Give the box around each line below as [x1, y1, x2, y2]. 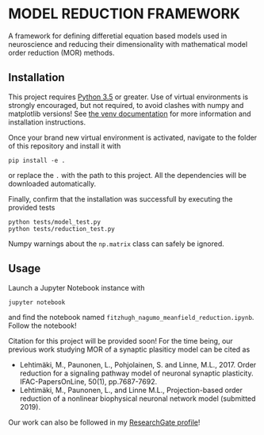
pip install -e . [8, 156, 66, 164]
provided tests [8, 202, 55, 212]
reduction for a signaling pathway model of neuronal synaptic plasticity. [19, 368, 254, 378]
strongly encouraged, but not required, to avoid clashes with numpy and [8, 100, 244, 110]
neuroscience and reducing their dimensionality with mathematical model [8, 39, 248, 48]
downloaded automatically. [8, 179, 97, 188]
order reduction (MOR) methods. [8, 48, 115, 57]
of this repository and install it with [8, 141, 121, 151]
